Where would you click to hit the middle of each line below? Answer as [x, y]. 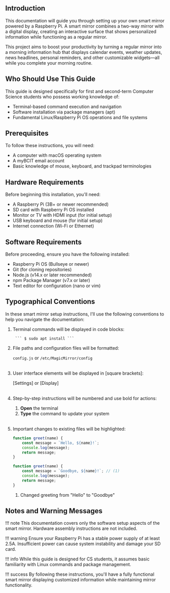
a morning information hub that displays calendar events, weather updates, [84, 52]
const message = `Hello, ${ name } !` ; [61, 443]
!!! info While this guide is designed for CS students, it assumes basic [77, 559]
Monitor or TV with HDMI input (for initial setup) [62, 215]
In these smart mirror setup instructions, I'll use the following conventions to [85, 314]
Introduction [25, 8]
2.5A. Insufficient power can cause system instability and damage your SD [83, 544]
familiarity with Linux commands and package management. [68, 564]
